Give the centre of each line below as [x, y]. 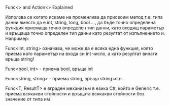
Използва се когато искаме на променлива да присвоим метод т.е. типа [84, 17]
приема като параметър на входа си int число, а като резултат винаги [81, 54]
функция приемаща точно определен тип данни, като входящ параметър [85, 28]
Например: [17, 38]
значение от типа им [28, 99]
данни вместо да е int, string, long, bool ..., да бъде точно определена [80, 22]
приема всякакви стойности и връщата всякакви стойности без [75, 94]
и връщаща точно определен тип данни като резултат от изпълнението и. [85, 33]
